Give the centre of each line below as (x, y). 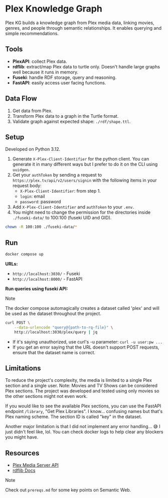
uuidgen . (21, 170)
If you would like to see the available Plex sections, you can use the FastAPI (83, 406)
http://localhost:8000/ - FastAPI (47, 279)
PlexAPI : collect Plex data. (40, 61)
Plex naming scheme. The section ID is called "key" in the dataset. (73, 417)
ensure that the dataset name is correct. (54, 352)
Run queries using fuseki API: (37, 288)
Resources (22, 453)
